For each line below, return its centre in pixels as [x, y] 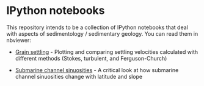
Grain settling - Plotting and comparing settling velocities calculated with [107, 51]
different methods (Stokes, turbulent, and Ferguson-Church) [91, 58]
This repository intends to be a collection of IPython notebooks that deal [97, 27]
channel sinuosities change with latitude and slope [78, 76]
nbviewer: [19, 40]
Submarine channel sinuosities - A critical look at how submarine [97, 70]
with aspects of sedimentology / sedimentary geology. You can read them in [102, 33]
